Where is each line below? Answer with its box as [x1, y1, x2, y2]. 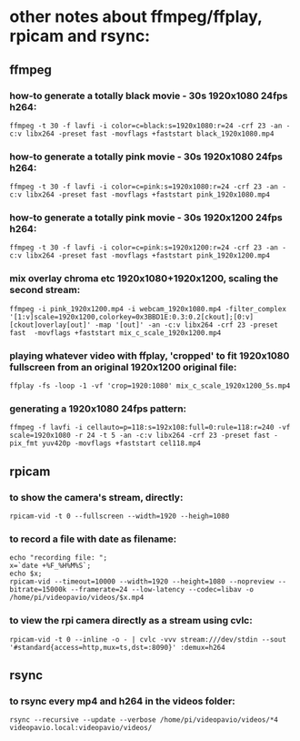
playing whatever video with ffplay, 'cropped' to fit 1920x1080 [9, 349, 290, 361]
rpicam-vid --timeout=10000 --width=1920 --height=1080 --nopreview [9, 577, 275, 586]
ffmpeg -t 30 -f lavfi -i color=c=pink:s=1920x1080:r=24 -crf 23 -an [9, 182, 279, 192]
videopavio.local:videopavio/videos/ [9, 724, 153, 733]
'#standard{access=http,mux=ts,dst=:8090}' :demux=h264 [9, 643, 225, 652]
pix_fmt [9, 439, 39, 448]
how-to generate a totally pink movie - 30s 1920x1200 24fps [9, 211, 284, 224]
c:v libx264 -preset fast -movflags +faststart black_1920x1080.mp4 [9, 129, 275, 138]
